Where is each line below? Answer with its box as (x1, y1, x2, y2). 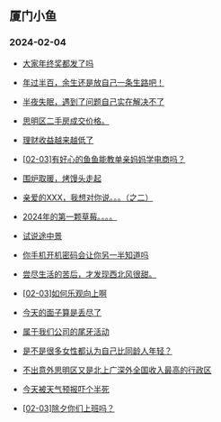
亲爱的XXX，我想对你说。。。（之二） (22, 192, 154, 203)
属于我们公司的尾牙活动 (22, 326, 110, 336)
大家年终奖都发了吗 (22, 58, 94, 69)
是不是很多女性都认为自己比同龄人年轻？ (22, 345, 172, 356)
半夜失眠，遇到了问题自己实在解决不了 (22, 96, 164, 106)
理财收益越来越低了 (22, 134, 94, 145)
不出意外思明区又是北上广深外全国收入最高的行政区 (22, 364, 212, 375)
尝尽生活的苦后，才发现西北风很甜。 (22, 269, 157, 280)
